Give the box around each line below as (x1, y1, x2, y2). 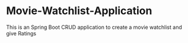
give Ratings (6, 29, 37, 37)
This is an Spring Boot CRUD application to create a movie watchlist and (6, 24, 182, 31)
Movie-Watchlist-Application (6, 4, 152, 18)
